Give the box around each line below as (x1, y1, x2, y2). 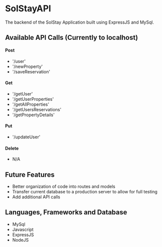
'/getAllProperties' (12, 101, 50, 107)
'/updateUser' (12, 134, 41, 140)
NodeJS (12, 237, 29, 243)
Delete (5, 145, 19, 151)
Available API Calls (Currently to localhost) (5, 33, 138, 42)
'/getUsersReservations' (12, 106, 61, 112)
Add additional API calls (12, 194, 60, 200)
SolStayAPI (5, 3, 52, 14)
